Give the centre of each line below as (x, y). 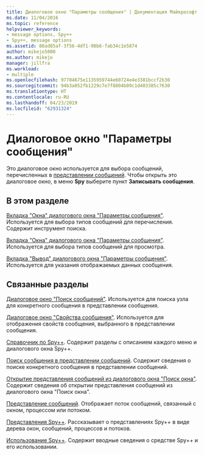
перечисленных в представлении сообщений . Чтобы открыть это (92, 175)
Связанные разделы (47, 284)
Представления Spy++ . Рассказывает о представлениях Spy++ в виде (98, 422)
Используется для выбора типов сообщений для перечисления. (90, 222)
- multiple (20, 75)
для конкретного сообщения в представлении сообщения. (83, 305)
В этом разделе (38, 201)
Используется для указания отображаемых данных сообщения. (90, 265)
